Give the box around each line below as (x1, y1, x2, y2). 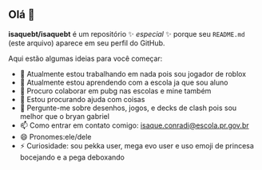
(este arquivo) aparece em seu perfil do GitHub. (8, 38, 165, 48)
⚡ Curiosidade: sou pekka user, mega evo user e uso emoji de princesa (19, 140, 254, 150)
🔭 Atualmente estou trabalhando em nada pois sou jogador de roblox (19, 69, 247, 78)
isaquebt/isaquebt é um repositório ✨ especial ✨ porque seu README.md (8, 29, 245, 38)
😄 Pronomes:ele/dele (19, 132, 92, 141)
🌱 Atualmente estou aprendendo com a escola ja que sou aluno (19, 77, 228, 87)
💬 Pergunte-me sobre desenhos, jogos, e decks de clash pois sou (19, 103, 237, 113)
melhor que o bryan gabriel (19, 111, 110, 121)
